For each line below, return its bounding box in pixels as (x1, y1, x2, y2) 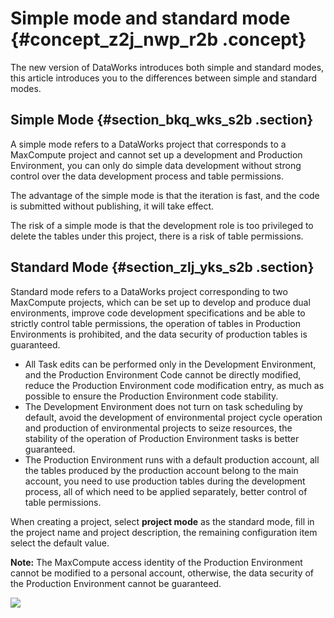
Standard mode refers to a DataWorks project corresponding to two (10, 285, 288, 297)
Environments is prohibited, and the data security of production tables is (10, 328, 308, 340)
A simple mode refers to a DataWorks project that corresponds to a (10, 138, 287, 150)
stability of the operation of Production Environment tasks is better (24, 432, 300, 444)
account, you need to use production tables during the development (24, 475, 306, 487)
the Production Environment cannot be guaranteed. (10, 577, 222, 589)
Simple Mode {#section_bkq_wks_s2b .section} (10, 112, 314, 129)
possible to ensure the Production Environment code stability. (24, 390, 279, 402)
